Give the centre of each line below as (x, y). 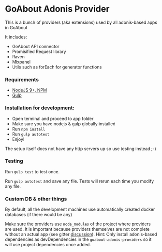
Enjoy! (18, 139)
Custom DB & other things (36, 199)
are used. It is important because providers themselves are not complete (77, 229)
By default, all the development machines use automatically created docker (80, 209)
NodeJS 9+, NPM (29, 90)
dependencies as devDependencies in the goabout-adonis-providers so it (78, 239)
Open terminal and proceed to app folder (53, 118)
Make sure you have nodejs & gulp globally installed (64, 124)
